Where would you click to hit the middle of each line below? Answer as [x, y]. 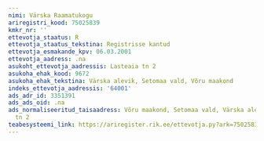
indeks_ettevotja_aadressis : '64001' [70, 88]
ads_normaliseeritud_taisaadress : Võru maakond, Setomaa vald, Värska [126, 110]
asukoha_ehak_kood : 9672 [49, 74]
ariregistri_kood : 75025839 [54, 23]
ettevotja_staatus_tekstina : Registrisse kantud [89, 45]
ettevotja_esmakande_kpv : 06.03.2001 [70, 52]
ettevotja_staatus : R [44, 37]
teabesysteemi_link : [42, 125]
